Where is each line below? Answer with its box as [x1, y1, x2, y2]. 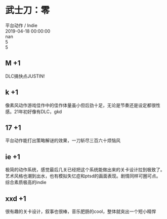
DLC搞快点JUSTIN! [5, 73, 45, 79]
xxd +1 [5, 194, 26, 203]
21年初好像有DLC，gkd [14, 108, 62, 115]
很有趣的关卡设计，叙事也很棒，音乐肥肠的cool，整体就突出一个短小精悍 [5, 208, 156, 214]
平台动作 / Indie [5, 22, 38, 28]
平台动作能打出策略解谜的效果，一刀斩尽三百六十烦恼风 [5, 137, 120, 143]
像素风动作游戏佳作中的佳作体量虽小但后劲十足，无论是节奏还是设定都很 [5, 102, 156, 108]
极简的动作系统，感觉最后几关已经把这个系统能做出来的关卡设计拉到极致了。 [5, 167, 165, 173]
